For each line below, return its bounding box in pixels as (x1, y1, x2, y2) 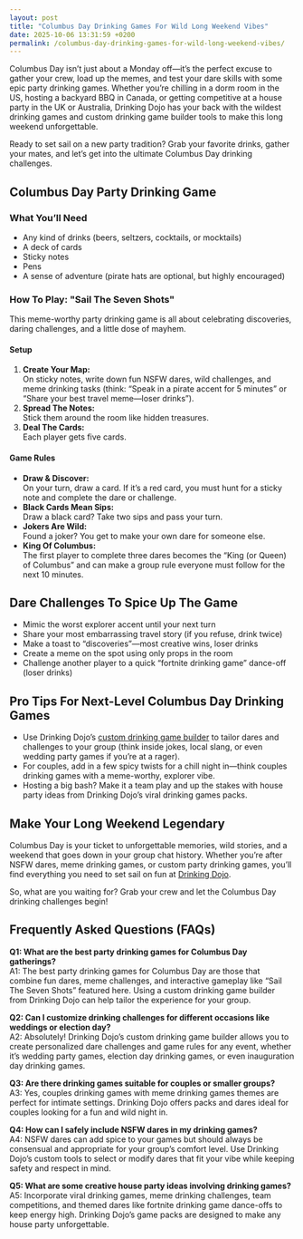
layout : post (9, 13, 59, 23)
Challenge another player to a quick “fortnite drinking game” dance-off (22, 658, 287, 669)
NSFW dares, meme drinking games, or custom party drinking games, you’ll (9, 859, 292, 870)
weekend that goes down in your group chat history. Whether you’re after (9, 849, 283, 861)
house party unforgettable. (9, 1218, 109, 1229)
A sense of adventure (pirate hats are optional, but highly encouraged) (22, 270, 286, 281)
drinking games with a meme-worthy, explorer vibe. (22, 770, 215, 781)
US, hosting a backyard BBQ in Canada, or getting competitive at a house (9, 92, 283, 103)
